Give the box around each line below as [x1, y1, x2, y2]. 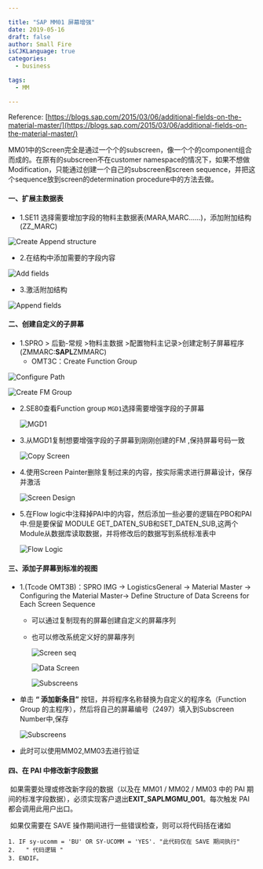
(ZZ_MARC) [19, 221, 58, 231]
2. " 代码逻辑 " [8, 846, 64, 854]
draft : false [8, 33, 51, 41]
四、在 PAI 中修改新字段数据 [8, 765, 98, 775]
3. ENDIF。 [8, 855, 43, 863]
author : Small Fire [8, 40, 72, 48]
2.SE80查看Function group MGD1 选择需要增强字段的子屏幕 [19, 403, 205, 413]
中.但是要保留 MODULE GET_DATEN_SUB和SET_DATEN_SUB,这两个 [19, 519, 239, 528]
